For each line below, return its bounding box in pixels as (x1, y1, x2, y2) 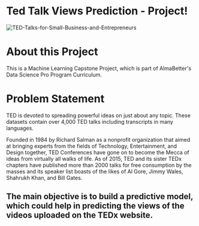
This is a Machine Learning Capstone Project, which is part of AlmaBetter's (6, 65, 192, 72)
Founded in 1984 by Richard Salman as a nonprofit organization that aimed (6, 136, 191, 143)
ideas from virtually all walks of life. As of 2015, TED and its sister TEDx (6, 155, 182, 162)
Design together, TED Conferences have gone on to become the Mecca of (6, 148, 190, 156)
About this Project (6, 45, 98, 59)
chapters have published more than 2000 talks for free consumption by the (6, 161, 192, 169)
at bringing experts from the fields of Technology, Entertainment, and (6, 142, 177, 149)
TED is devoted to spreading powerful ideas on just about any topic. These (6, 112, 191, 119)
